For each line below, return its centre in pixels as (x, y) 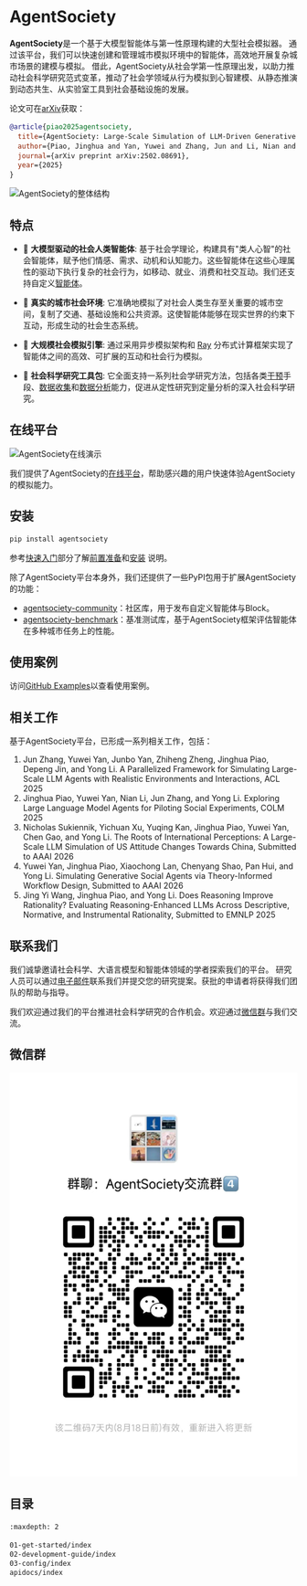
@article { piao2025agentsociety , (71, 127)
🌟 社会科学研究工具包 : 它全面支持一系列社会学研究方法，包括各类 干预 (153, 375)
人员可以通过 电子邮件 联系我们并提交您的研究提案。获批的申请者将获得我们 (149, 980)
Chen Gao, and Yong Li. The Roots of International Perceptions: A (146, 837)
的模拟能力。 (33, 484)
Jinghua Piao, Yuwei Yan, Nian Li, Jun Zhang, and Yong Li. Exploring (151, 798)
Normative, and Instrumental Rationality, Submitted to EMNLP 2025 (149, 915)
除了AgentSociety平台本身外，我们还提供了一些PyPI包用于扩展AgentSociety (153, 576)
